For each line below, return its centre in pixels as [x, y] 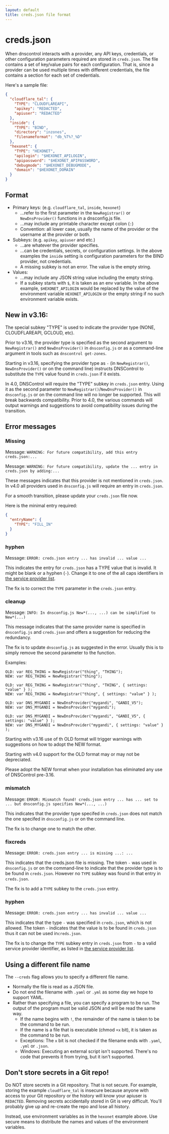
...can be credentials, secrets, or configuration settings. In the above [91, 250]
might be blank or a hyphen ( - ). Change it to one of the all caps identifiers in [84, 573]
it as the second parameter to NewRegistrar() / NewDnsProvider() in [74, 389]
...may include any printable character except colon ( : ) [77, 223]
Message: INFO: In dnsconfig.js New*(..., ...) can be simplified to [80, 612]
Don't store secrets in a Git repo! [57, 1073]
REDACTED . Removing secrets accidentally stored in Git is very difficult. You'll [83, 1101]
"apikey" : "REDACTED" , [38, 109]
